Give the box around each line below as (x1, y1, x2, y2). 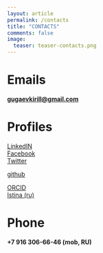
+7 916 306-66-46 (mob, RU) (7, 238, 92, 246)
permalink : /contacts (7, 17, 69, 24)
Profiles (7, 119, 53, 135)
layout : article (7, 10, 54, 17)
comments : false (7, 29, 54, 37)
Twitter (7, 156, 27, 165)
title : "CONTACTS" (7, 23, 60, 30)
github (7, 170, 25, 178)
